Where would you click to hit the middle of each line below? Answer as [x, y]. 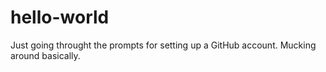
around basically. [45, 55]
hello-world [60, 17]
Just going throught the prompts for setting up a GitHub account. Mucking [163, 45]
